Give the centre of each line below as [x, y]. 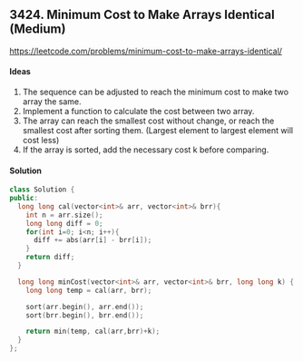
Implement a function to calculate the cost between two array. [138, 112]
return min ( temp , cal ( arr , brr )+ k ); [93, 332]
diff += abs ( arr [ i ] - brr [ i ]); [93, 240]
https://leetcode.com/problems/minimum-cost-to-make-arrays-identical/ [146, 51]
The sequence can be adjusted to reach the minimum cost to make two [155, 92]
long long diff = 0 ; [64, 223]
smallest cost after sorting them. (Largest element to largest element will [157, 131]
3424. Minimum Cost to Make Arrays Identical [142, 15]
